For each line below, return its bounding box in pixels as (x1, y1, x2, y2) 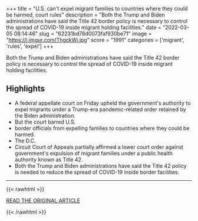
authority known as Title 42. (14, 156, 83, 163)
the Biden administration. (14, 112, 75, 119)
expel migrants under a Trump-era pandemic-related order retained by (14, 106, 187, 113)
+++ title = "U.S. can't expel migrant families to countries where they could (6, 5, 188, 12)
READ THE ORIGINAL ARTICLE (6, 197, 81, 204)
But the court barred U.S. (14, 118, 76, 125)
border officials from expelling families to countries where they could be (14, 124, 190, 132)
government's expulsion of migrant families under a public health (14, 149, 173, 157)
